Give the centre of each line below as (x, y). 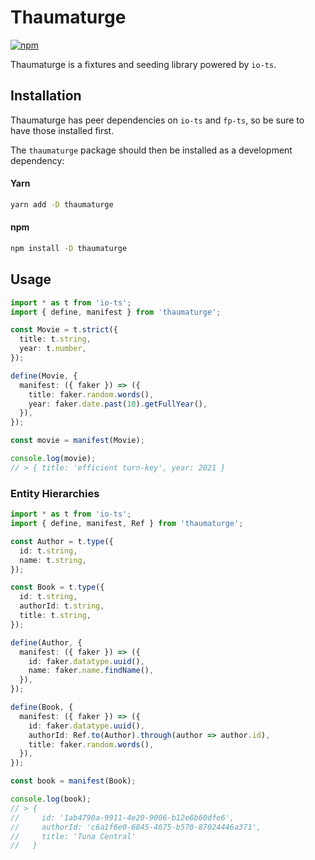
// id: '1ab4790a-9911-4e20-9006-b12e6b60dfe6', (122, 817)
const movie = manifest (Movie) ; (77, 441)
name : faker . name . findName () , (91, 671)
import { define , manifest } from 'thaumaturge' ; (116, 312)
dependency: (37, 160)
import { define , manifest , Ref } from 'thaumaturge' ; (127, 524)
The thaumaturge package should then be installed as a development (151, 150)
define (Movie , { (44, 376)
